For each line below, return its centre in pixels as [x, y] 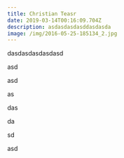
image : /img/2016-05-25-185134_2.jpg [62, 33]
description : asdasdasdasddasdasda [59, 27]
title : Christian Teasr [42, 14]
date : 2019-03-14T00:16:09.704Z [54, 20]
